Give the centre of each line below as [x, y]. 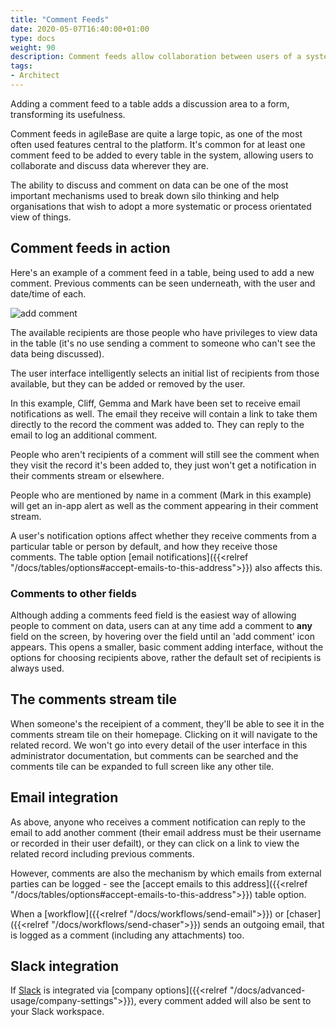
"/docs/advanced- [267, 990]
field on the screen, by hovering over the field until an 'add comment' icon [162, 636]
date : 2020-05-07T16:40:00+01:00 [80, 29]
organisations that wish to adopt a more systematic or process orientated [161, 206]
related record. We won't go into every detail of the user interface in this [159, 745]
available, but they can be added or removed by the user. [128, 383]
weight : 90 [33, 47]
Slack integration [64, 966]
